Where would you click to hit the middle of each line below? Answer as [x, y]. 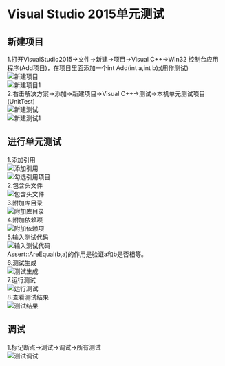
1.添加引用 [21, 159]
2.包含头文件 [25, 185]
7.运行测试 [22, 279]
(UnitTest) [21, 101]
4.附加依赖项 [25, 220]
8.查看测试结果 [28, 297]
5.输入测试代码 [28, 237]
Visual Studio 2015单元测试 [86, 14]
